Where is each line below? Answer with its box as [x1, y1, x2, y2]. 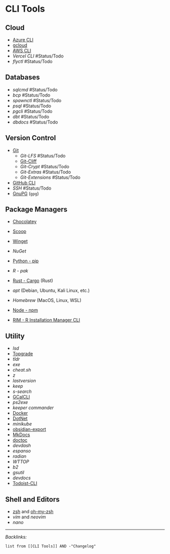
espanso [12, 448, 31, 454]
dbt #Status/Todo [12, 113, 50, 119]
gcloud [12, 42, 28, 48]
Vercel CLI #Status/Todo [12, 53, 64, 59]
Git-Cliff [20, 158, 37, 164]
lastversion [12, 378, 36, 384]
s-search [12, 388, 32, 394]
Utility [5, 331, 25, 341]
